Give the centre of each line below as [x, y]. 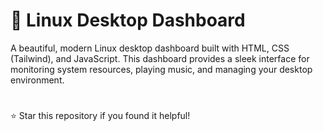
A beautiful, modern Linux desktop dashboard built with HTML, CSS [150, 48]
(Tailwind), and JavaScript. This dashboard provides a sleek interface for [160, 58]
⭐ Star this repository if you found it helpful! [100, 116]
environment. [37, 80]
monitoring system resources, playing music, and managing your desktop [161, 69]
